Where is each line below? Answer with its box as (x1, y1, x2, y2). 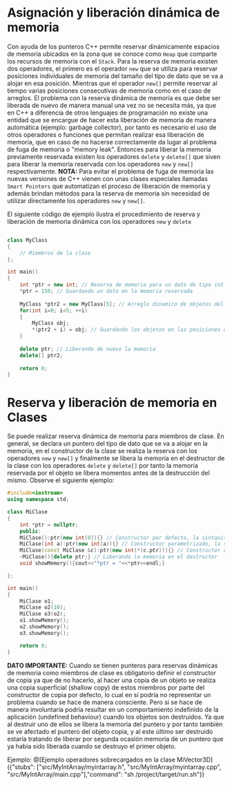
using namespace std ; (7, 496, 70, 503)
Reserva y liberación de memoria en (7, 395, 217, 410)
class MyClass (7, 236, 48, 243)
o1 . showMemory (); (19, 617, 70, 624)
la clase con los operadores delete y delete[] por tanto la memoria (7, 462, 198, 470)
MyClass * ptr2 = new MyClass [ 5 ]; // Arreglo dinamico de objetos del (19, 301, 224, 308)
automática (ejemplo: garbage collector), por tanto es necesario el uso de (7, 123, 217, 131)
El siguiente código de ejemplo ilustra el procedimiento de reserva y (7, 209, 200, 218)
